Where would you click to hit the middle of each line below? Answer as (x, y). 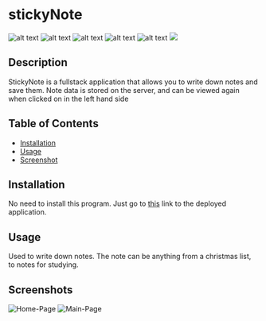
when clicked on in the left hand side (68, 99)
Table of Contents (54, 124)
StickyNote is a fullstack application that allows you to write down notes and (133, 82)
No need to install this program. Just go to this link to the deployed (117, 203)
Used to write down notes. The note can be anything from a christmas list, (130, 257)
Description (38, 62)
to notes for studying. (43, 265)
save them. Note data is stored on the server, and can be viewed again (124, 90)
